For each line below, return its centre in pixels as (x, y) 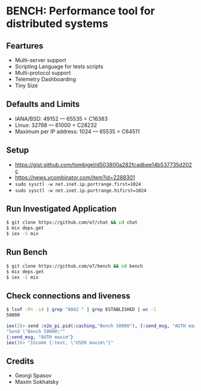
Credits (20, 361)
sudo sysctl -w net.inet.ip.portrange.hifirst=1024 (80, 190)
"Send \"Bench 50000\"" (36, 331)
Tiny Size (26, 85)
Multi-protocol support (43, 73)
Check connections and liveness (68, 296)
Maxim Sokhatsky (37, 382)
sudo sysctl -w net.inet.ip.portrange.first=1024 (78, 184)
